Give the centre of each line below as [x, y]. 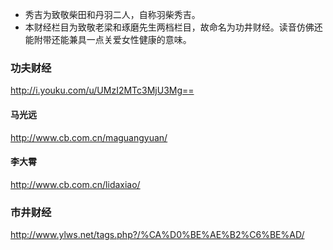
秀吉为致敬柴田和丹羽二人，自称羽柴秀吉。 [112, 14]
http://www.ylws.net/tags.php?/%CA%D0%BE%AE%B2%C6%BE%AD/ [157, 234]
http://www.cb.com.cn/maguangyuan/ [89, 137]
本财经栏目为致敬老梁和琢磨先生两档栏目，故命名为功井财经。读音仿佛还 [173, 27]
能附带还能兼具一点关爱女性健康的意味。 [108, 39]
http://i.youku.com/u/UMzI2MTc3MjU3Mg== [102, 90]
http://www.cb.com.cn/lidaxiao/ [75, 184]
